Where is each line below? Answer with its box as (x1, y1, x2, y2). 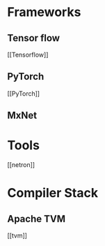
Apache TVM (7, 212, 66, 224)
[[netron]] (7, 161, 35, 169)
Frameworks (7, 4, 81, 20)
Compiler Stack (7, 185, 99, 201)
